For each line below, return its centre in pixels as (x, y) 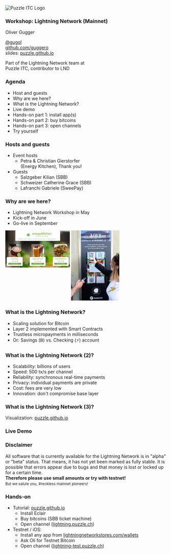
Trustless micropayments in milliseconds (55, 334)
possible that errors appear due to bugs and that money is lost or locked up (85, 467)
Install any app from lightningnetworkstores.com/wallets (79, 535)
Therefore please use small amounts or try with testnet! (66, 478)
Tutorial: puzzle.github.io (39, 507)
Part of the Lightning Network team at (45, 63)
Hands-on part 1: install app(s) (44, 115)
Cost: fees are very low (37, 388)
